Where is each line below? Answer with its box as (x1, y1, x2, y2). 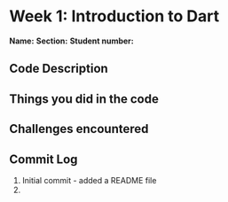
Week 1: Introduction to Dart (9, 6, 220, 27)
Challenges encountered (9, 121, 149, 136)
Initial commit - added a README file (21, 175, 157, 185)
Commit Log (9, 151, 78, 167)
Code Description (9, 61, 108, 76)
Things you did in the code (9, 91, 160, 106)
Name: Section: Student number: (9, 35, 135, 46)
